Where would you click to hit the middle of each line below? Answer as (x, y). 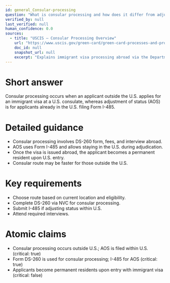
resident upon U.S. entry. (38, 158)
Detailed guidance (44, 128)
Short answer (34, 82)
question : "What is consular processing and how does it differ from (80, 15)
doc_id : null (28, 48)
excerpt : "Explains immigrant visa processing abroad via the (81, 57)
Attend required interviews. (41, 214)
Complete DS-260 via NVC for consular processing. (66, 203)
